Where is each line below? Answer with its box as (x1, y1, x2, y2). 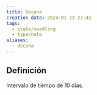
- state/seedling (12, 26, 56, 32)
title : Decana (6, 9, 43, 15)
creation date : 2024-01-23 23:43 (6, 15, 92, 21)
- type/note (12, 32, 43, 38)
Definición (6, 65, 47, 76)
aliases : (6, 37, 29, 43)
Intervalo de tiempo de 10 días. (6, 82, 84, 89)
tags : (6, 20, 20, 26)
